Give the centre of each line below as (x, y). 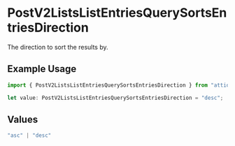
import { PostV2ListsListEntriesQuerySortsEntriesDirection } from (108, 85)
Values (23, 119)
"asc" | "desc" (29, 136)
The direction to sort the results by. (58, 47)
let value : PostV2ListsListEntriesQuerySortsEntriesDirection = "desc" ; (115, 98)
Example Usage (42, 69)
